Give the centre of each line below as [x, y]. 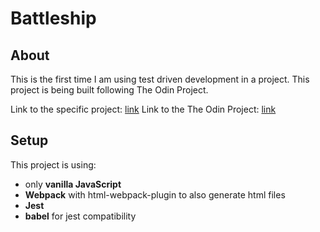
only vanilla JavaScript [73, 184]
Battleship [53, 18]
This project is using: [53, 164]
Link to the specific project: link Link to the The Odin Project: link [143, 109]
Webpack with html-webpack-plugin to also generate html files [155, 194]
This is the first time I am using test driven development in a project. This [160, 79]
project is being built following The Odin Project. [109, 90]
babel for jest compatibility [80, 216]
